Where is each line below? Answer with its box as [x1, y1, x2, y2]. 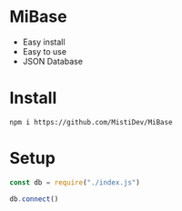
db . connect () [9, 194, 59, 204]
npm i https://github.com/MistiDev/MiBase [9, 117, 173, 126]
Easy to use [22, 45, 66, 56]
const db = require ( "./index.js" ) [9, 177, 141, 187]
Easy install [22, 36, 66, 47]
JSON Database [22, 55, 84, 66]
